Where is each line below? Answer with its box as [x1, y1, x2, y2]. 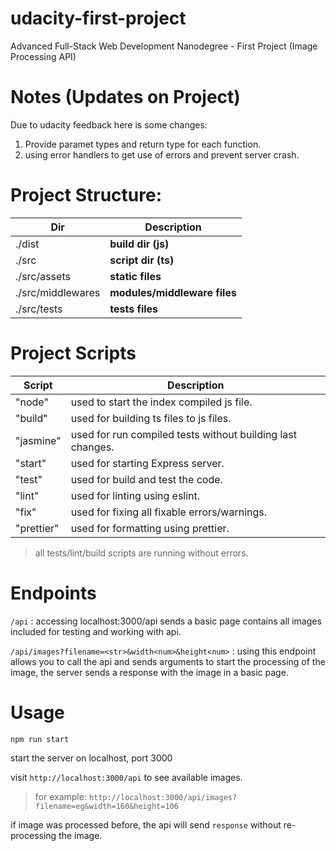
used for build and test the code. [70, 472, 223, 486]
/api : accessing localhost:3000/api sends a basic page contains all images [10, 615, 322, 627]
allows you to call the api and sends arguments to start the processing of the [10, 655, 326, 667]
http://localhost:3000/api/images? [88, 792, 238, 802]
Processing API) [10, 50, 77, 62]
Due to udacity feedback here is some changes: [10, 118, 208, 131]
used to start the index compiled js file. [70, 395, 253, 409]
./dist [15, 237, 40, 251]
